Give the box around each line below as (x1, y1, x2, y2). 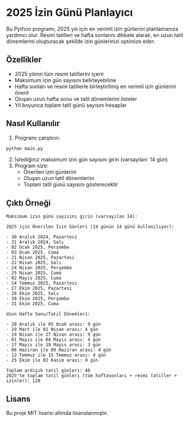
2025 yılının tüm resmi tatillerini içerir (14, 70, 104, 77)
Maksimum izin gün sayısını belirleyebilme (14, 76, 116, 83)
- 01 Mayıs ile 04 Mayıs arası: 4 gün (6, 337, 101, 343)
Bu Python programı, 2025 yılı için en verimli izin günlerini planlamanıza (6, 25, 178, 32)
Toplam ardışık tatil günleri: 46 (6, 367, 91, 374)
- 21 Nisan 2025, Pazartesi (6, 255, 75, 261)
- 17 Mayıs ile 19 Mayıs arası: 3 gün (6, 342, 101, 348)
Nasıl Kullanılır (6, 119, 60, 129)
